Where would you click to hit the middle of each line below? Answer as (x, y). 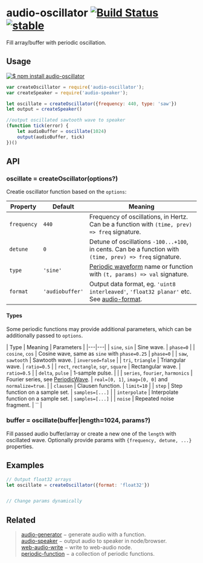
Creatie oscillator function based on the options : (66, 192)
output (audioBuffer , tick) (51, 137)
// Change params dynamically (44, 501)
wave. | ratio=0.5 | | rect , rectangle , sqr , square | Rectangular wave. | (94, 366)
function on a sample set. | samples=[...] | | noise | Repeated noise (90, 398)
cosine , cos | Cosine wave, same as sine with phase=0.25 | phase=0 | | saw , (97, 353)
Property (23, 207)
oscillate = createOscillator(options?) (62, 178)
